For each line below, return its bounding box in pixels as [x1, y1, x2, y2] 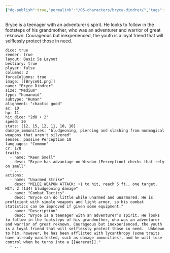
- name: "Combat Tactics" [10, 190, 65, 195]
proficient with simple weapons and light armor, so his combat [5, 199, 144, 205]
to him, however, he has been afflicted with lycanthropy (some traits [5, 231, 160, 236]
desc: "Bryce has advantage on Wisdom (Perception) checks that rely [14, 159, 165, 164]
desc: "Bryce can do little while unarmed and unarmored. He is [14, 195, 153, 200]
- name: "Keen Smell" [10, 155, 56, 160]
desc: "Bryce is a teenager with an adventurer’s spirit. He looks [14, 213, 160, 218]
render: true [5, 52, 33, 57]
